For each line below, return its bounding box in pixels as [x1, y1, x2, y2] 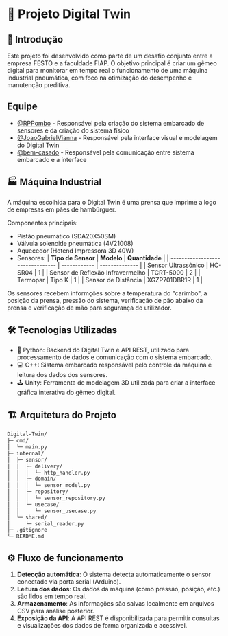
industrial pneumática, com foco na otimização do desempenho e [7, 73, 192, 82]
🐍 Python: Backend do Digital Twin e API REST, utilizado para [16, 346, 190, 354]
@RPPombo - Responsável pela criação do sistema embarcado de [16, 119, 205, 127]
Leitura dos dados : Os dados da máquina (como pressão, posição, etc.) [16, 584, 220, 593]
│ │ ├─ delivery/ [7, 463, 63, 470]
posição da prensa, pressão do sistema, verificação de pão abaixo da [7, 296, 203, 304]
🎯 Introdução [7, 34, 64, 45]
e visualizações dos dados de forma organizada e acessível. [16, 621, 188, 629]
